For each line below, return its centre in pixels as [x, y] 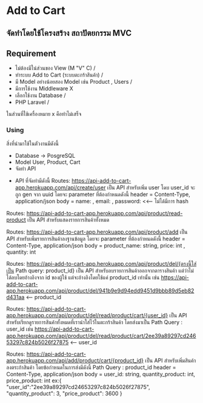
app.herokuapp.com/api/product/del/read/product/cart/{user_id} [87, 315]
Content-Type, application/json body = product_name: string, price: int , [96, 245]
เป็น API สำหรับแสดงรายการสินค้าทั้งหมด [68, 220]
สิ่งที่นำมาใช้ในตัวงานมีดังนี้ [33, 143]
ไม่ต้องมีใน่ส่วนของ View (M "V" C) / [55, 68]
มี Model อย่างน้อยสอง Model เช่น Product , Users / [74, 82]
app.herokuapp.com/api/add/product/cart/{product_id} [75, 360]
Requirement [31, 53]
